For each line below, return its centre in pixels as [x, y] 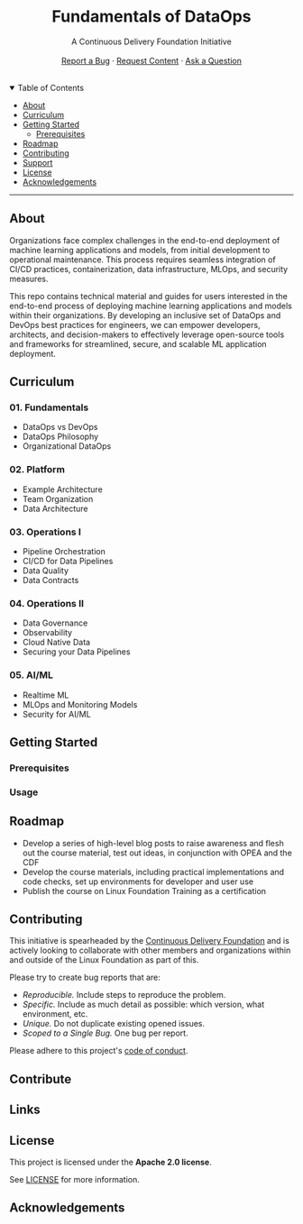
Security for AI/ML [57, 714]
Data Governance [55, 623]
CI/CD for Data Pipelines [68, 562]
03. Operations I [45, 532]
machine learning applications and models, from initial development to [140, 250]
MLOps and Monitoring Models [80, 704]
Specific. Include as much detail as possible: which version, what [143, 1005]
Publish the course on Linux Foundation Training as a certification [144, 891]
